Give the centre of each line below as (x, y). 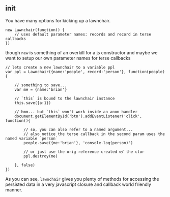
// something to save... (41, 85)
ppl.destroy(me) (41, 156)
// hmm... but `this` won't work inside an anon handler (76, 112)
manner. (14, 189)
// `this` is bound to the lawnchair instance (65, 98)
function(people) (147, 72)
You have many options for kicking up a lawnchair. (58, 20)
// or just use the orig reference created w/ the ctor (84, 152)
